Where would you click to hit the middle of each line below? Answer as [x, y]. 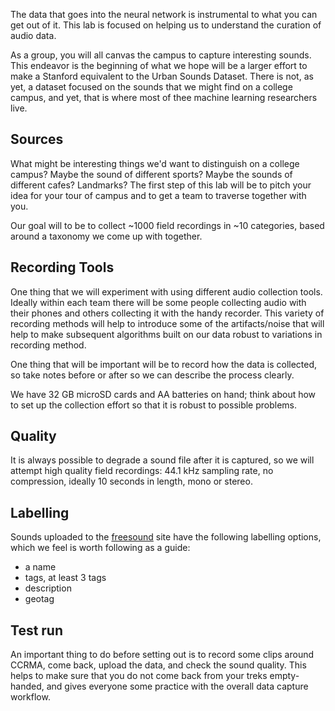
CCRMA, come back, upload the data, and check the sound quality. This [158, 665]
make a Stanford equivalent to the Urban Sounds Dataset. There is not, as [162, 76]
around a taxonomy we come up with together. [106, 236]
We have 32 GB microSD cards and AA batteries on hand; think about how [163, 394]
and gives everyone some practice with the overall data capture [177, 686]
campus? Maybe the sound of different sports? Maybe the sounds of [151, 174]
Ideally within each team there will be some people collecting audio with [158, 302]
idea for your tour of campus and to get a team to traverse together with [158, 195]
